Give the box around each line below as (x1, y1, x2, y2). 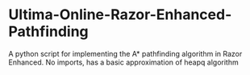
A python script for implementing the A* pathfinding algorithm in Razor (8, 49, 243, 58)
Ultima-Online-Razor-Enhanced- (8, 6, 232, 24)
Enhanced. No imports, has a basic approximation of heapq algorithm (8, 57, 240, 67)
